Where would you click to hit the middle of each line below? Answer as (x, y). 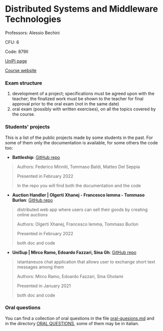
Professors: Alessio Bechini (32, 33)
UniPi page (16, 61)
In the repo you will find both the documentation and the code (79, 185)
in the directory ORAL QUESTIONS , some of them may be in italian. (72, 323)
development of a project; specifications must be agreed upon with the (83, 94)
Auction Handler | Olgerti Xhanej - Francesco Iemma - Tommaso (78, 195)
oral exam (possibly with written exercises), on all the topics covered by (84, 109)
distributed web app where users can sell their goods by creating (82, 209)
